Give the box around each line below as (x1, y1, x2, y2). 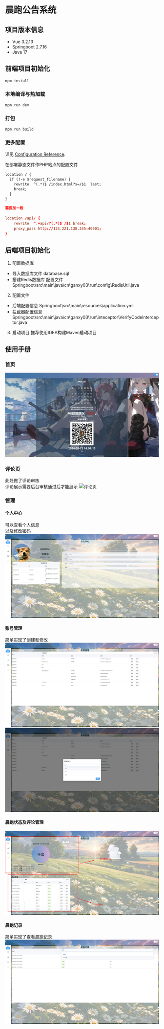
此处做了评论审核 (5, 478, 40, 483)
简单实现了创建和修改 (5, 637, 48, 643)
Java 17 (12, 49, 28, 55)
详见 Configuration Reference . (5, 151, 66, 157)
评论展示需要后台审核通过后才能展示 (5, 483, 78, 489)
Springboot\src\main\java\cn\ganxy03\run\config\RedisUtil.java (12, 282, 139, 288)
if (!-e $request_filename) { (9, 177, 71, 182)
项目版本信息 (5, 25, 44, 34)
